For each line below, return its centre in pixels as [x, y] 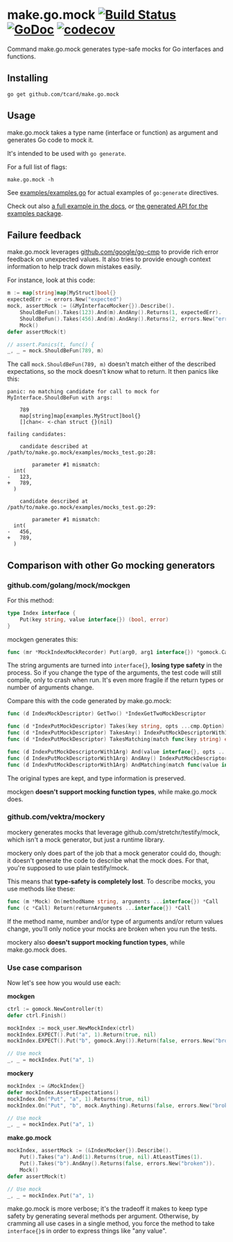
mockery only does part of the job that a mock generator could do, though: [114, 853]
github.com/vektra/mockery [56, 817]
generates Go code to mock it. [51, 140]
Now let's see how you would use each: [64, 982]
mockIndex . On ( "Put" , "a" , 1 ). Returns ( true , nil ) [79, 1099]
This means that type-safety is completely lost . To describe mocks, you [111, 881]
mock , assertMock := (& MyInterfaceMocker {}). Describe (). [91, 306]
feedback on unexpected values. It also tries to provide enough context [109, 259]
